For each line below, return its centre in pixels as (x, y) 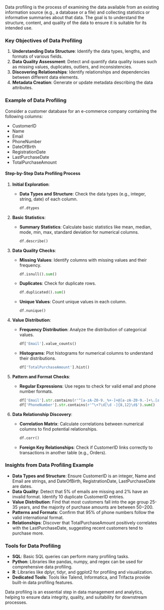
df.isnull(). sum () (38, 274)
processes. (16, 603)
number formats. (36, 391)
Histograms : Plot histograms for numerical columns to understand (86, 353)
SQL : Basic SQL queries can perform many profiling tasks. (71, 557)
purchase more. (28, 533)
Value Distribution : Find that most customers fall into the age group (80, 502)
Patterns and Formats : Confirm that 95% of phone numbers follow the (83, 512)
